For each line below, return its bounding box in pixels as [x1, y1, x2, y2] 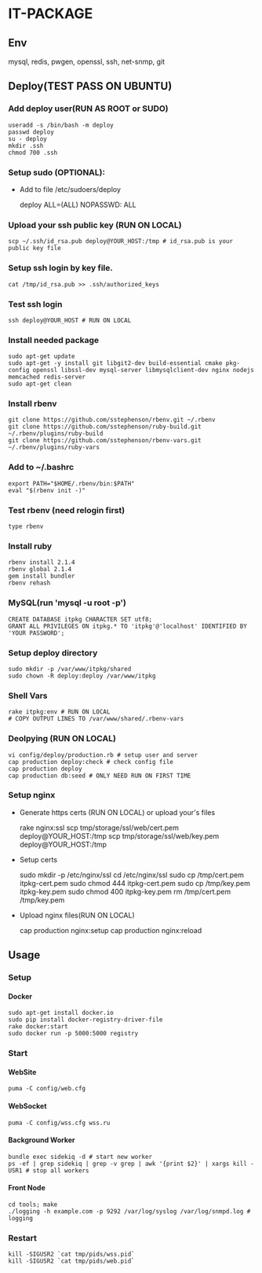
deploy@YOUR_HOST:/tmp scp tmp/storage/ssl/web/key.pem [19, 831, 220, 840]
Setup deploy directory [8, 647, 98, 658]
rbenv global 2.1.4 [8, 566, 72, 574]
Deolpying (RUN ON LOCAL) [8, 733, 116, 744]
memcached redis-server [8, 373, 86, 382]
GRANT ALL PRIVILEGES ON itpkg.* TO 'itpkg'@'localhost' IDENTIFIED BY [8, 622, 247, 630]
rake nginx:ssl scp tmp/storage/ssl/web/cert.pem [19, 823, 179, 832]
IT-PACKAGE [8, 5, 93, 23]
